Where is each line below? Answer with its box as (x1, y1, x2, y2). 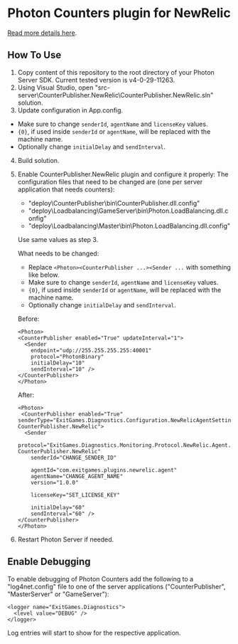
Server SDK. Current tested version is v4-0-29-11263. (17, 75, 175, 84)
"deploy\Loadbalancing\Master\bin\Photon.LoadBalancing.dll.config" (28, 221, 231, 230)
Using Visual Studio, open (17, 83, 94, 92)
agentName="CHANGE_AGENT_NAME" (31, 473, 124, 480)
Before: (17, 315, 40, 323)
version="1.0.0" (31, 479, 79, 486)
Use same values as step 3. (17, 235, 99, 243)
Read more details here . (7, 28, 77, 37)
